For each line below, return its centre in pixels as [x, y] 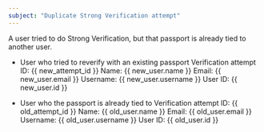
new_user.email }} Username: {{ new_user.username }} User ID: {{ [128, 79]
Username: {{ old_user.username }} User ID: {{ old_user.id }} [119, 119]
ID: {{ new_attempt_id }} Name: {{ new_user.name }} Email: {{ [120, 70]
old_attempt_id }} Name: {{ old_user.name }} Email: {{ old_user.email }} [136, 111]
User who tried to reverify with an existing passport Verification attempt [138, 62]
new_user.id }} [44, 87]
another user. [30, 47]
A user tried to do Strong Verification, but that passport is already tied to [127, 38]
